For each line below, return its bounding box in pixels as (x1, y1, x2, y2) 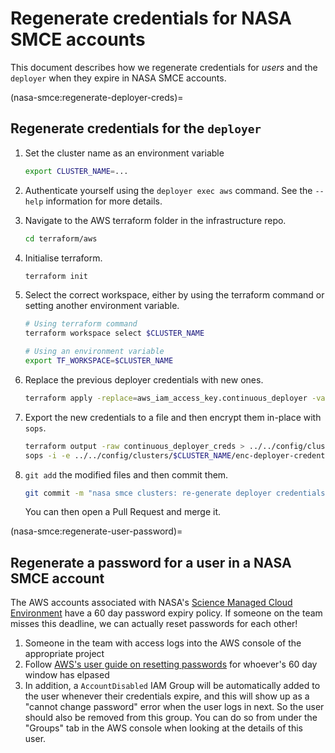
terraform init (24, 271, 89, 281)
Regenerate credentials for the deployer (10, 120, 262, 137)
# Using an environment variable (24, 347, 165, 357)
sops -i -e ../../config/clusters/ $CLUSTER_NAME (24, 450, 232, 461)
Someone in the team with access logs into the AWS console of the (24, 637, 302, 649)
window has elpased (24, 669, 110, 681)
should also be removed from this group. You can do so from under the (24, 712, 318, 724)
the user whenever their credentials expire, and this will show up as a (24, 690, 310, 702)
